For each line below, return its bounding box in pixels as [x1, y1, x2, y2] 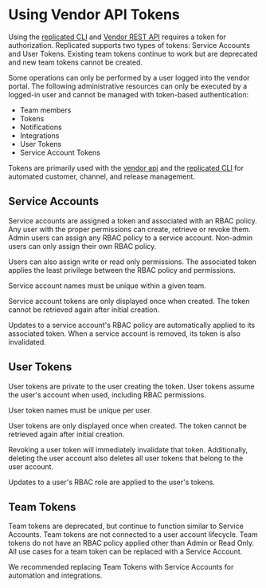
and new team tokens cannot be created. [8, 57, 143, 67]
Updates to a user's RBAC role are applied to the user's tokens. [8, 477, 215, 487]
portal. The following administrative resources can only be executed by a [8, 81, 248, 91]
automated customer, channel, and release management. [8, 172, 195, 181]
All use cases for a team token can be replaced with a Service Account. [8, 547, 243, 556]
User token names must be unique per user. [8, 405, 152, 415]
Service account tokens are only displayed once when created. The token [8, 296, 250, 306]
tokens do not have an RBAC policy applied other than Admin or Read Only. [8, 539, 255, 548]
